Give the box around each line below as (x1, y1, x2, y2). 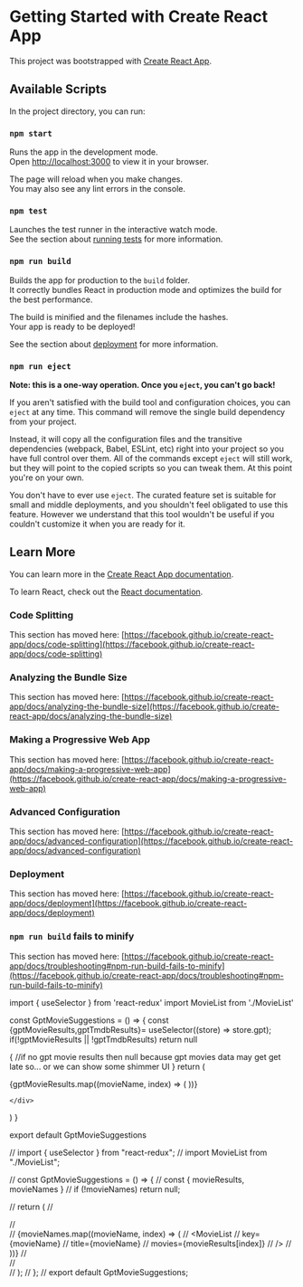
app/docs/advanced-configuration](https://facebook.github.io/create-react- (9, 835, 294, 847)
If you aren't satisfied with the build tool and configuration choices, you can (9, 396, 291, 408)
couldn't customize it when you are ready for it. (9, 518, 185, 529)
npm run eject (9, 361, 71, 372)
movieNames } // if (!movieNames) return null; (9, 1183, 181, 1195)
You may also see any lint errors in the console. (9, 184, 185, 194)
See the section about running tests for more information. (9, 233, 223, 245)
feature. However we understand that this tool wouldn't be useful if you (9, 508, 275, 519)
